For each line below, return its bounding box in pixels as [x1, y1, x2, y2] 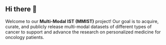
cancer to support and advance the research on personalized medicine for [5, 28, 161, 35]
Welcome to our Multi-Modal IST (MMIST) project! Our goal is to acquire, [5, 18, 159, 24]
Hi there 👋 [5, 5, 37, 13]
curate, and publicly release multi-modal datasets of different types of [5, 23, 152, 29]
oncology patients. [5, 34, 45, 40]
